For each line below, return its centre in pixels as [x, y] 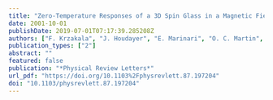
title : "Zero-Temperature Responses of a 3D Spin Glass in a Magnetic [130, 16]
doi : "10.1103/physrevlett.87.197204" [74, 83]
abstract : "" [30, 53]
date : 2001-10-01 [38, 23]
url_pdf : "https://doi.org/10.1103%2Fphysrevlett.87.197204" [114, 76]
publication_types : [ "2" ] [52, 46]
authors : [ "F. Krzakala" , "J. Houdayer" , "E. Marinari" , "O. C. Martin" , [136, 38]
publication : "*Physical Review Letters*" [81, 69]
